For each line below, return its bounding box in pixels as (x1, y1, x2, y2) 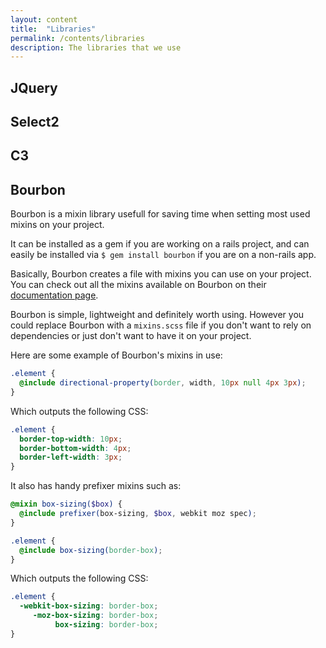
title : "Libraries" (10, 24, 97, 34)
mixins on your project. (10, 219, 105, 231)
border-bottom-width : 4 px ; (19, 443, 132, 453)
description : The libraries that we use (10, 42, 182, 53)
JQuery (10, 79, 58, 96)
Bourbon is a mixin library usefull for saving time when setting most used (10, 208, 311, 220)
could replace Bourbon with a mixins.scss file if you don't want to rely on (10, 319, 312, 331)
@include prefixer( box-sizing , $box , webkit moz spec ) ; (19, 509, 257, 519)
